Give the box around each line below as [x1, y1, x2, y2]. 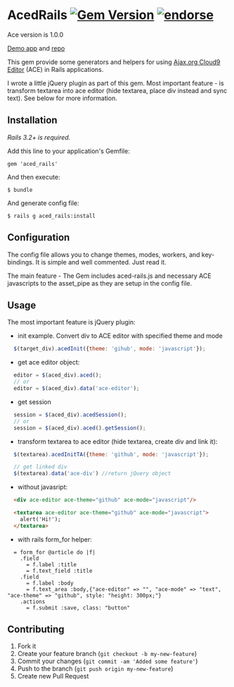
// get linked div [13, 463, 68, 470]
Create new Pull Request [17, 672, 89, 681]
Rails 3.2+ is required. [7, 133, 71, 141]
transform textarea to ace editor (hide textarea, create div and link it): [17, 437, 218, 446]
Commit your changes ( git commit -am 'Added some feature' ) [17, 657, 198, 666]
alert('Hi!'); [20, 516, 61, 523]
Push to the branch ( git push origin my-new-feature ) [17, 664, 174, 673]
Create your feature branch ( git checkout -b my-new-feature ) [17, 650, 197, 658]
